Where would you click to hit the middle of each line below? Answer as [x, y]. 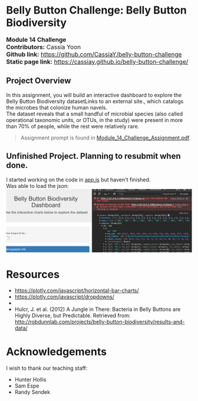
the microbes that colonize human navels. [57, 107]
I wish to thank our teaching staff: [47, 368]
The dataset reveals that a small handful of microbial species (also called [95, 114]
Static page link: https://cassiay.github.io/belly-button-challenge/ [97, 61]
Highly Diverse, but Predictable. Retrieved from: [72, 316]
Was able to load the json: [37, 185]
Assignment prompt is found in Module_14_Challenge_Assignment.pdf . [105, 137]
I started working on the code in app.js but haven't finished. [78, 180]
